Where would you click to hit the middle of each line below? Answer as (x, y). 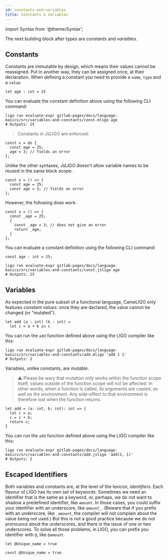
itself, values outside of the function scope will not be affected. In (85, 383)
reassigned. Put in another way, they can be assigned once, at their (75, 72)
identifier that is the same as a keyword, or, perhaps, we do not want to (78, 497)
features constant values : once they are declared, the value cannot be (78, 307)
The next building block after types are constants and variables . (71, 39)
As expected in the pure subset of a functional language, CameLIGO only (81, 302)
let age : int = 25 (26, 92)
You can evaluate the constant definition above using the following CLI (78, 101)
